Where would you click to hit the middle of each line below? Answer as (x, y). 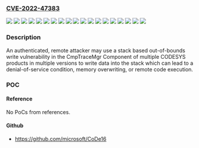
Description (24, 37)
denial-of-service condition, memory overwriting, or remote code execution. (100, 69)
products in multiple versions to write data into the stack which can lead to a (100, 63)
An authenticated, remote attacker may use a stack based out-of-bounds (96, 50)
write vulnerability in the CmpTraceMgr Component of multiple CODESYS (96, 56)
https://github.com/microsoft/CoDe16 (60, 138)
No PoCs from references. (38, 112)
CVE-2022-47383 (33, 8)
